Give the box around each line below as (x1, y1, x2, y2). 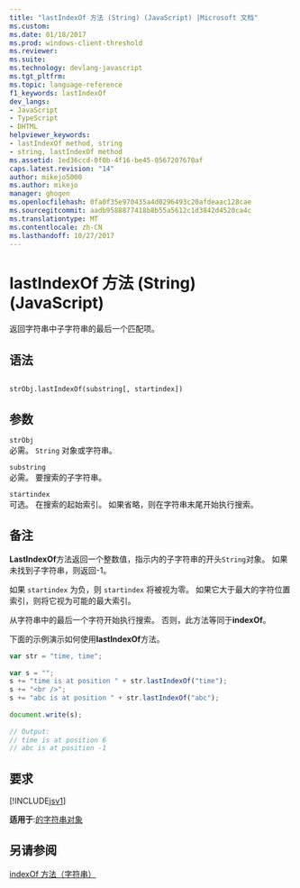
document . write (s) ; (9, 709, 83, 719)
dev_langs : (9, 96, 50, 106)
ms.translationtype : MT (9, 214, 99, 224)
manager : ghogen (9, 189, 70, 198)
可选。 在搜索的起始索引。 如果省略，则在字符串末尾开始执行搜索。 (9, 499, 259, 509)
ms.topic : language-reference (9, 80, 123, 89)
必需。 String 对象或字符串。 (9, 444, 117, 455)
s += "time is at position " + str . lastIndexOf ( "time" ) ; (9, 677, 228, 686)
